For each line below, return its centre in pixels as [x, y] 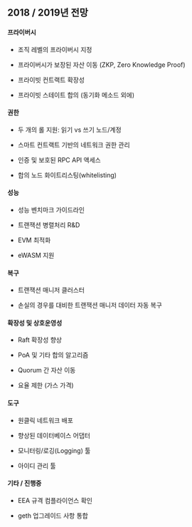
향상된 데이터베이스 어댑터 [54, 435]
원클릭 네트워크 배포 [45, 420]
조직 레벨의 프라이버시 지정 [55, 49]
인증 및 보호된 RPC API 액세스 [59, 160]
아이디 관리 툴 [37, 466]
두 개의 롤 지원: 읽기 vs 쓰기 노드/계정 [70, 130]
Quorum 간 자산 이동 [47, 370]
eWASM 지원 [36, 255]
